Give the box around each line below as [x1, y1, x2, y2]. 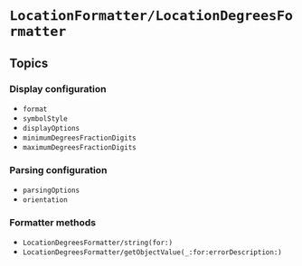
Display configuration [9, 82, 107, 95]
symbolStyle [22, 114, 68, 124]
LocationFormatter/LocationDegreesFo [9, 7, 294, 24]
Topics [9, 55, 49, 70]
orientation [22, 196, 68, 205]
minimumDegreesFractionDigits [22, 133, 137, 142]
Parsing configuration [9, 163, 108, 176]
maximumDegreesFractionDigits [22, 142, 137, 151]
